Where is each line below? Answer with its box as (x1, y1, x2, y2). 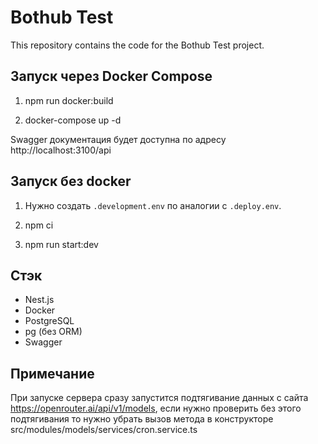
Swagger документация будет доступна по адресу (10, 133, 227, 145)
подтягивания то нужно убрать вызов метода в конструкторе (10, 413, 274, 425)
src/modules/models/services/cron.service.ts (10, 424, 198, 436)
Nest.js (24, 294, 55, 306)
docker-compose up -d (24, 114, 122, 126)
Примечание (10, 365, 95, 382)
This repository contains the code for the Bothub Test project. (10, 39, 265, 51)
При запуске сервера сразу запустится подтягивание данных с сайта (10, 392, 309, 404)
